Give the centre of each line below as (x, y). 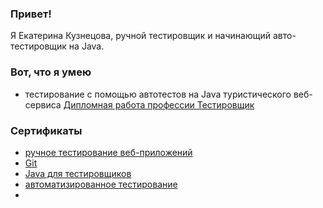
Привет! (31, 14)
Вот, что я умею (51, 72)
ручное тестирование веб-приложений (108, 152)
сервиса (43, 104)
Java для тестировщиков (78, 173)
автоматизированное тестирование (101, 184)
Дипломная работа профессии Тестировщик (159, 104)
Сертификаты (46, 130)
